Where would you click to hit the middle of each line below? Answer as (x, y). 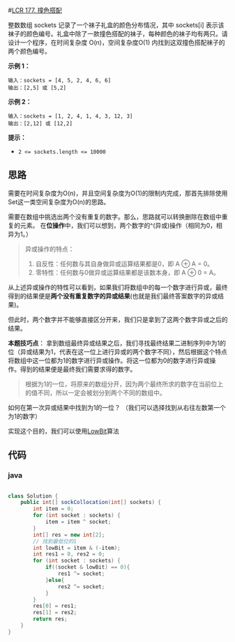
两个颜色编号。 (29, 51)
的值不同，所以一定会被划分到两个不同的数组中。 (95, 392)
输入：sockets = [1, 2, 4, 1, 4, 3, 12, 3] (70, 116)
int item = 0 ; (53, 509)
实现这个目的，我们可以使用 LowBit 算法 (63, 431)
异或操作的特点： (50, 249)
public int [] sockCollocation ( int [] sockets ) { (91, 503)
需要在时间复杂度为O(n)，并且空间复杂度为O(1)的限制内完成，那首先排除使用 (118, 193)
